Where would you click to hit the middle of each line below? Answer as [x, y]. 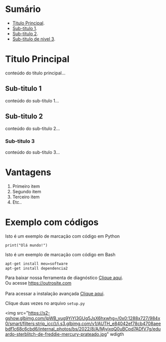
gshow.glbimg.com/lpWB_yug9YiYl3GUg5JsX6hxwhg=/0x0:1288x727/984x [83, 319]
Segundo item [27, 191]
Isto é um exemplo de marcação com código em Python [63, 236]
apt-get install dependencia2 [37, 268]
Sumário [23, 9]
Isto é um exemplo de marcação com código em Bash [60, 254]
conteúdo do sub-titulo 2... [33, 128]
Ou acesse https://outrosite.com [38, 283]
